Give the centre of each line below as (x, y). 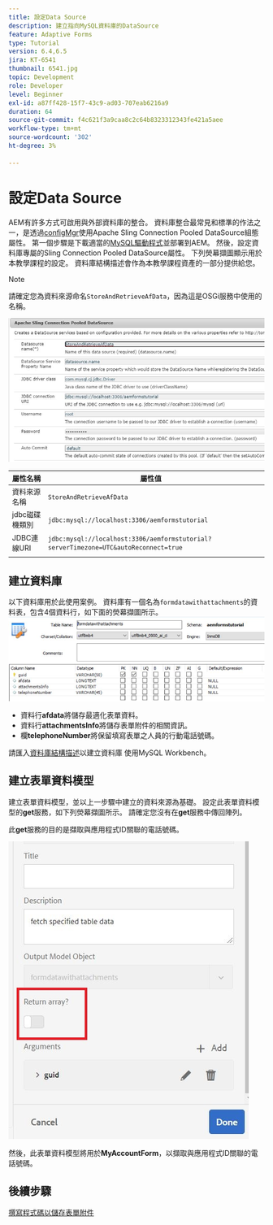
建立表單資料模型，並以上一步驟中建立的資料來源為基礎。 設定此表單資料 (130, 801)
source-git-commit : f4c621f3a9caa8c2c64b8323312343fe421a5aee (116, 120)
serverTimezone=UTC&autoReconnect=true (115, 547)
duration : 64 (30, 111)
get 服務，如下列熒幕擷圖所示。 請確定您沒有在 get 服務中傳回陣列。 (135, 812)
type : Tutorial (34, 43)
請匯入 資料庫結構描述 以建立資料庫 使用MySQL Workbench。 (110, 753)
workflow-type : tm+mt (45, 129)
